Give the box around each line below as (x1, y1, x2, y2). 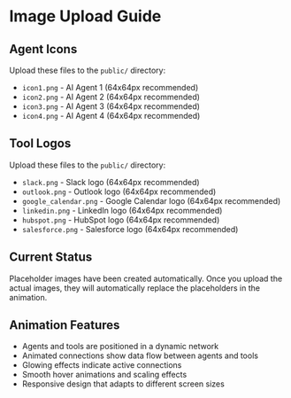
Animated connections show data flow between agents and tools (21, 350, 259, 361)
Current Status (9, 250, 93, 265)
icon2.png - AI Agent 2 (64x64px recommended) (21, 91, 201, 102)
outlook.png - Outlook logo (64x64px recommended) (21, 186, 217, 197)
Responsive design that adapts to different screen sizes (21, 378, 226, 389)
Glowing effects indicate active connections (21, 360, 182, 371)
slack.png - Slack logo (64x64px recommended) (21, 176, 201, 187)
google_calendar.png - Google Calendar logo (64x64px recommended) (21, 195, 281, 206)
